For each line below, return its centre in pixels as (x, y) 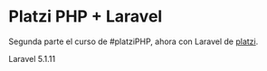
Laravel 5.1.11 (32, 58)
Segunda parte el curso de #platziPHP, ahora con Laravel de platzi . (133, 41)
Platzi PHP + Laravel (86, 17)
